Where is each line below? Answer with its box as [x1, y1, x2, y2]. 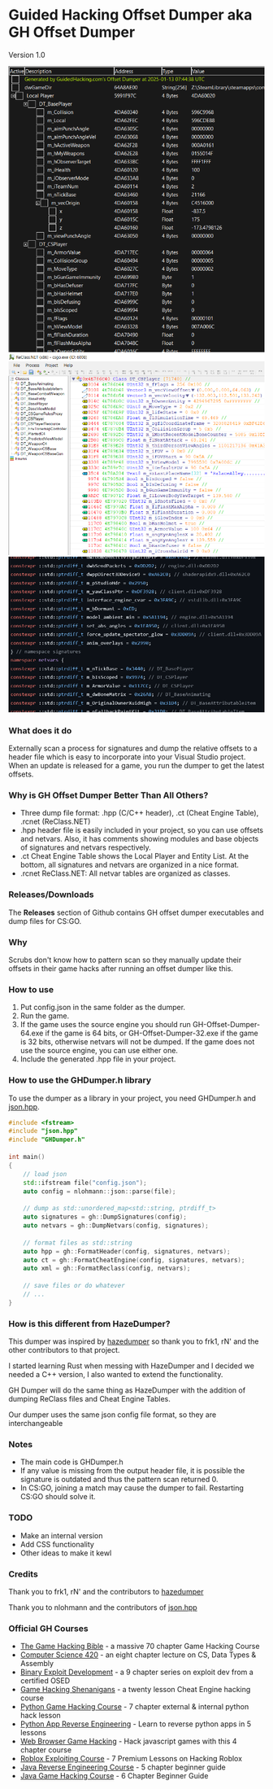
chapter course [19, 1745, 71, 1755]
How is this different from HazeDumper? [8, 1318, 171, 1329]
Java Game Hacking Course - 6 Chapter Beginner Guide [19, 1771, 209, 1781]
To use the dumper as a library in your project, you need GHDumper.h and [8, 1093, 256, 1103]
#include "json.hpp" [8, 1127, 79, 1135]
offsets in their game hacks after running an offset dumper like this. [8, 963, 234, 973]
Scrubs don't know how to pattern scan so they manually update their [8, 955, 242, 964]
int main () [8, 1153, 45, 1161]
